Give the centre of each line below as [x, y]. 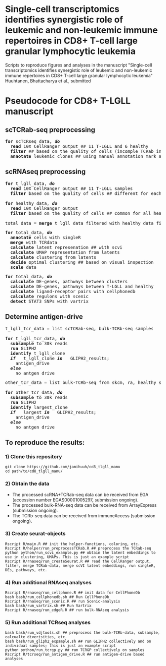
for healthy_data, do [31, 203]
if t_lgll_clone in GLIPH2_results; [60, 358]
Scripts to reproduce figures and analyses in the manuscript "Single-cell [79, 65]
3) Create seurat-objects [35, 534]
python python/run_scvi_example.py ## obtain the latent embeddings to [80, 552]
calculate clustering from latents [53, 257]
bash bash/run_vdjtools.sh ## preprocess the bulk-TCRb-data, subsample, [83, 633]
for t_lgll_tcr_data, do [35, 338]
